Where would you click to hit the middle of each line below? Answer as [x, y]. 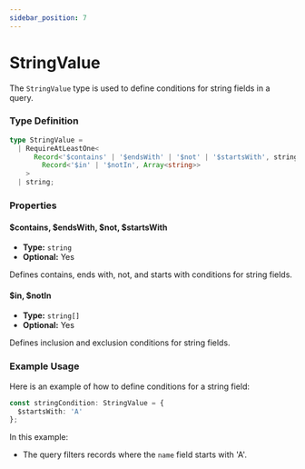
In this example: [39, 437]
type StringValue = [46, 140]
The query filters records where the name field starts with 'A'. [135, 454]
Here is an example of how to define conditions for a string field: [130, 386]
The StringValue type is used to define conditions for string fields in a [140, 88]
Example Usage [44, 366]
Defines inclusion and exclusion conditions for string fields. [120, 343]
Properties [33, 205]
